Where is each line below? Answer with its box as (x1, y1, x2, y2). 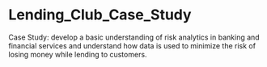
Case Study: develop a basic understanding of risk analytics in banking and (8, 32, 261, 42)
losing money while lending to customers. (8, 49, 147, 59)
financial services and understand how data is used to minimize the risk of (8, 40, 256, 50)
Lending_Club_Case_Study (8, 6, 192, 24)
